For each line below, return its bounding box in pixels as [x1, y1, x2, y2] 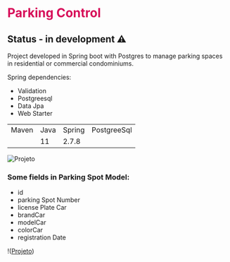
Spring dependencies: [7, 73, 72, 81]
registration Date [17, 233, 67, 242]
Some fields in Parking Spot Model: [7, 172, 130, 181]
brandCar [17, 210, 46, 220]
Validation [17, 87, 47, 95]
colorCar [17, 226, 44, 234]
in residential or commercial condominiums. [7, 59, 134, 68]
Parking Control [7, 5, 101, 21]
